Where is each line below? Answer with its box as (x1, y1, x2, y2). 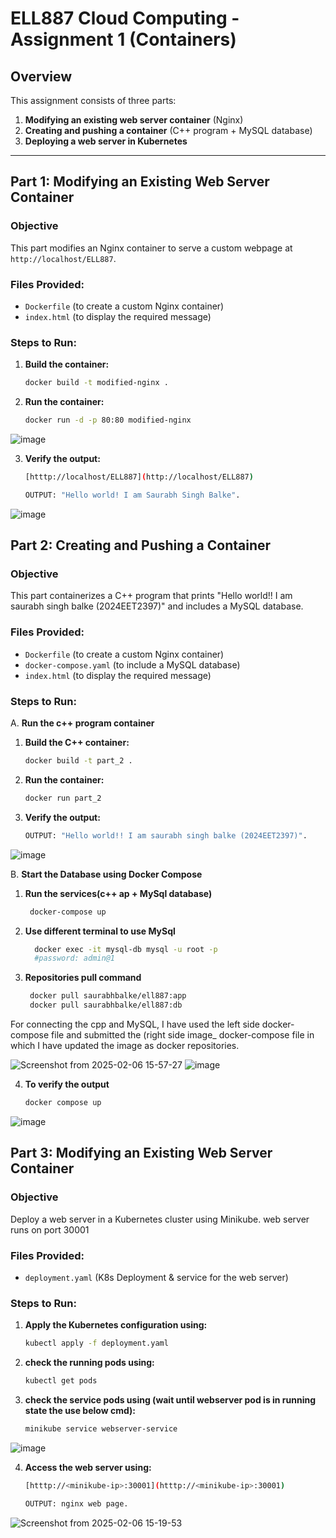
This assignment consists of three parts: (10, 95, 177, 106)
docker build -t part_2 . (24, 756, 133, 766)
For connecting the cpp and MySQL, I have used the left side (10, 1018, 260, 1031)
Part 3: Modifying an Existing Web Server (10, 1145, 273, 1162)
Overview (10, 68, 73, 85)
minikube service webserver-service (24, 1423, 178, 1434)
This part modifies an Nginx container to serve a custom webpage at (10, 242, 293, 254)
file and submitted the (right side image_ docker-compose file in (51, 1029, 315, 1041)
